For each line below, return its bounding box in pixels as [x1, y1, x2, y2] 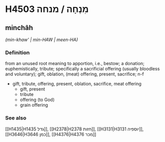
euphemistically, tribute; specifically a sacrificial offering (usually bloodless [5, 66, 160, 72]
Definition [5, 49, 30, 56]
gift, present [19, 86, 45, 92]
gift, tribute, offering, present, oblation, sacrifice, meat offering [12, 81, 141, 87]
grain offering [19, 102, 48, 108]
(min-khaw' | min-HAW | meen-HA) [5, 36, 78, 42]
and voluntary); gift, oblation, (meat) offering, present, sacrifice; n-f [5, 71, 144, 77]
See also [5, 114, 26, 121]
